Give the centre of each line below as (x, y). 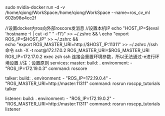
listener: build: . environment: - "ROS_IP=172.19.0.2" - (60, 98)
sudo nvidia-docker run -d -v (35, 7)
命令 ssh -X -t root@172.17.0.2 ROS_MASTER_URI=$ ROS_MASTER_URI (77, 50)
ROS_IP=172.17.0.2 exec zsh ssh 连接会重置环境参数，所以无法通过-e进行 (80, 56)
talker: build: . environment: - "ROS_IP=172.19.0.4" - (58, 78)
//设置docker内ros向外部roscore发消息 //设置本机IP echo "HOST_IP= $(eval (82, 28)
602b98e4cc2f (21, 18)
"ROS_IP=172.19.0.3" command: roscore (46, 68)
